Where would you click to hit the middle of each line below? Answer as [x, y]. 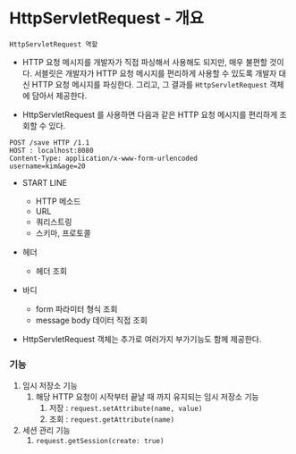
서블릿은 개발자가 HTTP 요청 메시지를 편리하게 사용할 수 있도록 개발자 [156, 73]
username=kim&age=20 [48, 166]
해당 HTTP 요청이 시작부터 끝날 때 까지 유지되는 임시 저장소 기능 [147, 397]
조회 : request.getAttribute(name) [112, 419]
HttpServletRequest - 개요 [106, 18]
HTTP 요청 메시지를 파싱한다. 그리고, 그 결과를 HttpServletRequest [150, 84]
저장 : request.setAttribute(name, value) [126, 408]
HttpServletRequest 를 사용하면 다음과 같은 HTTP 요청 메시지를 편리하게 [150, 114]
